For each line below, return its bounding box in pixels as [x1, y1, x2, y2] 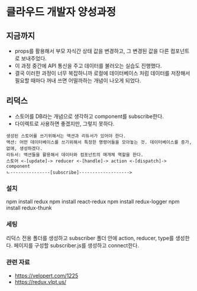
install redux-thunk [6, 204, 52, 211]
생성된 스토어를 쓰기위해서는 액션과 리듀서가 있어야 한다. [6, 133, 126, 139]
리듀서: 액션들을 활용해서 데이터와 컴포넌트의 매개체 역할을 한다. [6, 152, 144, 158]
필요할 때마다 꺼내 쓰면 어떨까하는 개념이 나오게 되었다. [14, 77, 141, 84]
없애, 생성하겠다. [6, 145, 43, 151]
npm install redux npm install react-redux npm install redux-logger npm [6, 198, 180, 205]
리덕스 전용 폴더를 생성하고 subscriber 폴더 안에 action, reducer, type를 [6, 234, 175, 242]
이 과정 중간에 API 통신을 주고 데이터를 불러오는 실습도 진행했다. [14, 63, 162, 69]
